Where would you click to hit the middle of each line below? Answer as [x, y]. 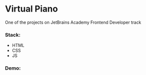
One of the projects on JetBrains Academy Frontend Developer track [73, 22]
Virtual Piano [32, 9]
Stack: [13, 35]
